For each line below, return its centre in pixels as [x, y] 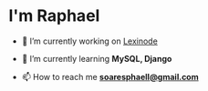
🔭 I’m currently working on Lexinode [90, 41]
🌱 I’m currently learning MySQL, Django [97, 58]
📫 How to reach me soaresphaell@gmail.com [110, 76]
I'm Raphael [54, 16]
